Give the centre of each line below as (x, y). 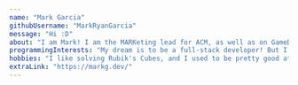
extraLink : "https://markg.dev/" (71, 67)
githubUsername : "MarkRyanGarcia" (73, 26)
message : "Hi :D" (41, 34)
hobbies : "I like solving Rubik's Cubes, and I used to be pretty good (144, 58)
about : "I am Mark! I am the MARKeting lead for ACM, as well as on (138, 42)
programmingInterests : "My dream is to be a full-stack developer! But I (149, 50)
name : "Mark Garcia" (47, 17)
